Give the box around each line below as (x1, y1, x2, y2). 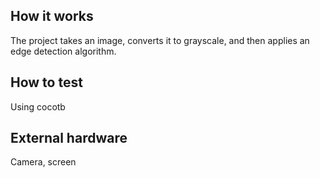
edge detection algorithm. (10, 45, 117, 57)
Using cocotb (10, 100, 66, 113)
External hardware (10, 130, 128, 147)
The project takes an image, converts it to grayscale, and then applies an (10, 34, 310, 46)
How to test (10, 74, 83, 91)
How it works (10, 8, 94, 25)
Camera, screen (10, 156, 77, 168)
